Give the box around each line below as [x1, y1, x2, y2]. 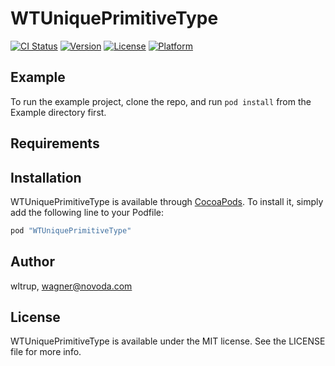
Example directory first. [10, 106, 107, 118]
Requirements [10, 135, 100, 152]
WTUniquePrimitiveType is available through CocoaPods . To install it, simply [10, 195, 324, 207]
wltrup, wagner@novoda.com [10, 280, 133, 292]
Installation [10, 169, 82, 186]
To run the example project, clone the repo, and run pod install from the [10, 95, 312, 107]
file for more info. [10, 346, 82, 358]
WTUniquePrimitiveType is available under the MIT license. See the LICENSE [10, 335, 326, 347]
